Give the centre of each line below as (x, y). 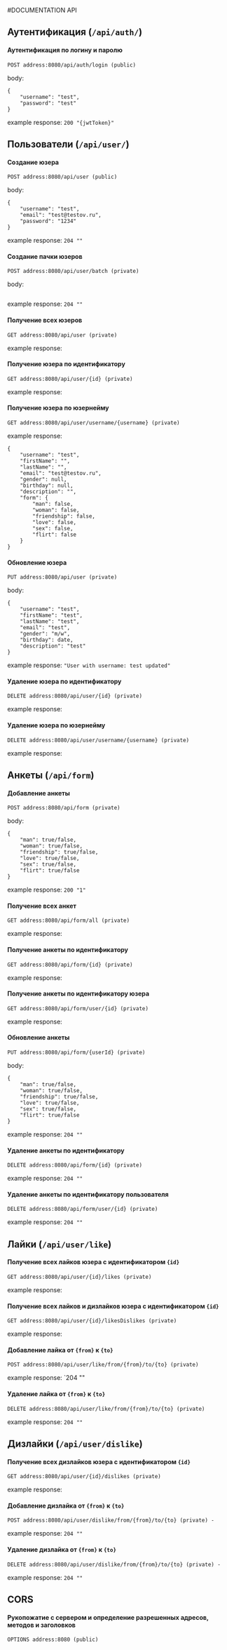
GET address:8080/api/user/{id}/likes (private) (80, 1277)
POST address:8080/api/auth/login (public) (72, 65)
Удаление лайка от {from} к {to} (56, 1394)
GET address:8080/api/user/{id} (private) (70, 379)
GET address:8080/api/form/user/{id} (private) (78, 1008)
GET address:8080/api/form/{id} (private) (70, 965)
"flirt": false (55, 535)
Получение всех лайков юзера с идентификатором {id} (94, 1262)
